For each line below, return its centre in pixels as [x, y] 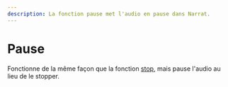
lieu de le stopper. [34, 76]
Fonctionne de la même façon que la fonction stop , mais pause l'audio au [114, 69]
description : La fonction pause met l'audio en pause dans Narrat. [109, 14]
